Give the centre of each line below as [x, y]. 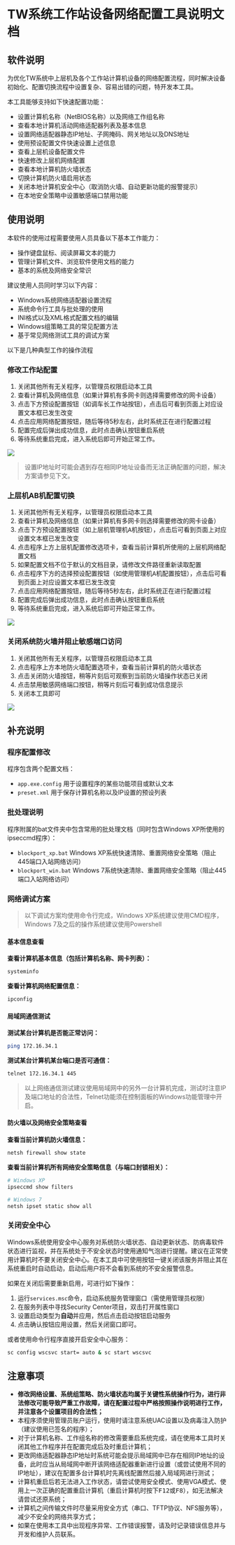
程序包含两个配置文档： [41, 769]
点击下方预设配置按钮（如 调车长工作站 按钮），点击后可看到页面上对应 [117, 404]
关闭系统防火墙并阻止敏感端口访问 [65, 642]
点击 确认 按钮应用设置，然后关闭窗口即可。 [79, 1324]
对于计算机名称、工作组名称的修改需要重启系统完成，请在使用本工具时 [119, 1438]
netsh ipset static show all [50, 1206]
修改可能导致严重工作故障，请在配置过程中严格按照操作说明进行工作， [124, 1403]
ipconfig [20, 999]
